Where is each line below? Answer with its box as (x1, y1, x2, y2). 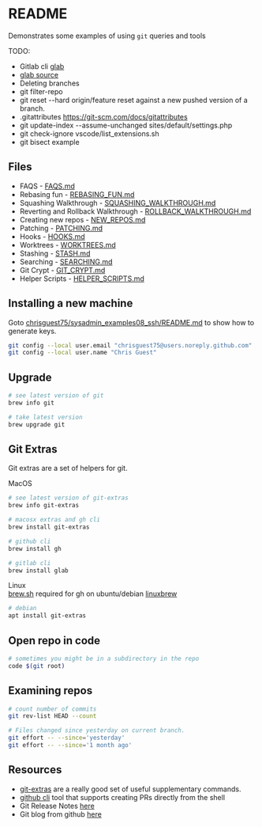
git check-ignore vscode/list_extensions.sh (19, 128, 159, 138)
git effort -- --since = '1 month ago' (8, 742, 133, 749)
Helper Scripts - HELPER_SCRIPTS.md (19, 274, 144, 283)
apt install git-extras (8, 612, 87, 620)
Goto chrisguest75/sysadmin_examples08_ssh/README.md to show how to (8, 317, 255, 327)
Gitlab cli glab (19, 61, 65, 71)
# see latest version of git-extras (8, 494, 129, 503)
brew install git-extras (8, 523, 90, 531)
